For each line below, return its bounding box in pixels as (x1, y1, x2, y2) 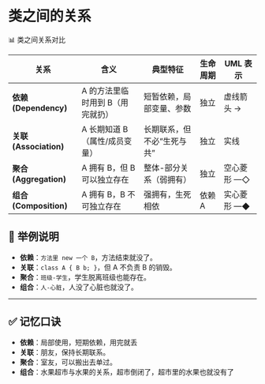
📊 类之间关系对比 (8, 35, 65, 44)
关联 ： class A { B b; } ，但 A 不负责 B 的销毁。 (19, 262, 177, 272)
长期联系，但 (143, 123, 192, 134)
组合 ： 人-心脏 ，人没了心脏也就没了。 (19, 282, 138, 292)
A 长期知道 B (81, 123, 129, 134)
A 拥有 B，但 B (81, 162, 136, 173)
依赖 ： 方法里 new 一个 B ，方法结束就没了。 (19, 252, 158, 262)
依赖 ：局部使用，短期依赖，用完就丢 (19, 337, 138, 347)
